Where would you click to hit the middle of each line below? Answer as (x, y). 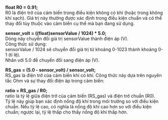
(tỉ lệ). (14, 55)
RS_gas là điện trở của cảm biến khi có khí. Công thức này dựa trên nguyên (83, 75)
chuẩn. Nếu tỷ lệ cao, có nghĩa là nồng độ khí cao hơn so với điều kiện (78, 107)
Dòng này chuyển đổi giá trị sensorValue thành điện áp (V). (67, 38)
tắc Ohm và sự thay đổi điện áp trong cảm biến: (55, 81)
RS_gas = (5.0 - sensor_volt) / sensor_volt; (51, 70)
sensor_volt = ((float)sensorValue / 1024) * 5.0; (56, 33)
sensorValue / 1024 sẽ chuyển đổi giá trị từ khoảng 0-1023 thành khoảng (81, 49)
